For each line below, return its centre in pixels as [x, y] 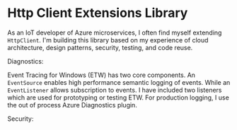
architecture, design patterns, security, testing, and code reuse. [100, 47]
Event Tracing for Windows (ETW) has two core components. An [102, 75]
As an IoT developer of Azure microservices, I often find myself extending [115, 32]
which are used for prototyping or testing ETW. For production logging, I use [118, 97]
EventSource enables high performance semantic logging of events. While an [119, 82]
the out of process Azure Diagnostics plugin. [73, 105]
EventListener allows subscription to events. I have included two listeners [115, 90]
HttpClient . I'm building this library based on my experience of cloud [108, 40]
